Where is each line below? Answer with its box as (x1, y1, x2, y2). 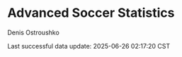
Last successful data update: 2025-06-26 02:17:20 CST (7, 42, 171, 50)
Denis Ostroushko (7, 28, 60, 37)
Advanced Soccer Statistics (7, 5, 175, 21)
